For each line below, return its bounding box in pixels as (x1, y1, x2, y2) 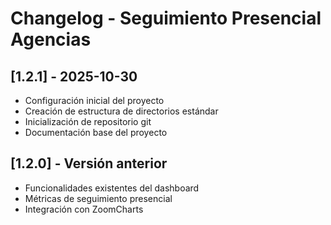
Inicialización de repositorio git (24, 116, 152, 127)
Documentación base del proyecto (24, 127, 168, 138)
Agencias (10, 28, 92, 51)
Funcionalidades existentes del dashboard (24, 182, 200, 194)
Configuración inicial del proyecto (24, 95, 165, 106)
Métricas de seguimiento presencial (24, 192, 173, 204)
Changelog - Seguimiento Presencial (10, 7, 322, 30)
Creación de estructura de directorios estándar (24, 105, 219, 117)
